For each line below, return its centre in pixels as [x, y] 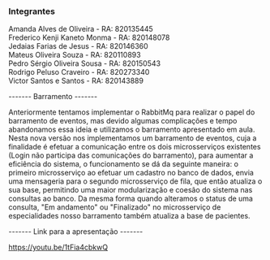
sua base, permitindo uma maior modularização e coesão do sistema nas [131, 190]
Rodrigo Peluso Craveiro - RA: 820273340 [79, 72]
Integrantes [32, 11]
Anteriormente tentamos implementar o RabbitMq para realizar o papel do [132, 112]
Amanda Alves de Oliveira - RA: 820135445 [81, 29]
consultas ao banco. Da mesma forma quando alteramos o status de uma [131, 199]
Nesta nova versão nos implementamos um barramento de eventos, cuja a [133, 138]
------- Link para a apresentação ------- [76, 232]
